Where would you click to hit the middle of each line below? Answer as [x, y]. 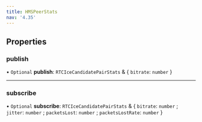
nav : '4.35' [21, 17]
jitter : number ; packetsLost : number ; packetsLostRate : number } [85, 112]
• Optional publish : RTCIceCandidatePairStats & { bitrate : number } [89, 72]
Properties [26, 42]
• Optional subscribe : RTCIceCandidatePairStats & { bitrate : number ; [92, 106]
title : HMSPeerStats [32, 12]
